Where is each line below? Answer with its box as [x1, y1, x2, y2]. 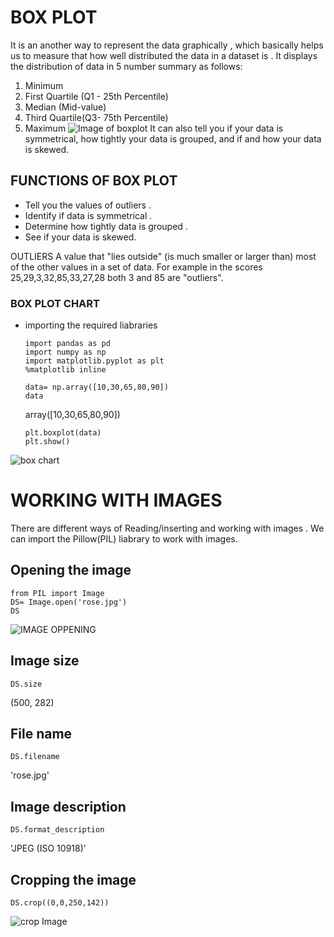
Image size [10, 652, 80, 670]
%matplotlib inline [24, 365, 107, 375]
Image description [10, 798, 127, 815]
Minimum [24, 79, 64, 91]
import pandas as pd [24, 339, 111, 349]
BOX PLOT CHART [10, 296, 100, 310]
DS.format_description [10, 825, 105, 835]
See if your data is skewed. [24, 231, 137, 243]
